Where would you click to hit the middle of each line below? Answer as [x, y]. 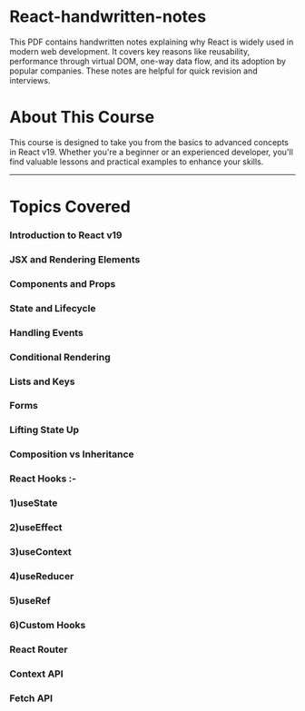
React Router [39, 649]
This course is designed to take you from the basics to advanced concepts [149, 142]
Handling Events [46, 332]
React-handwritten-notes [108, 17]
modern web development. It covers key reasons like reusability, [130, 51]
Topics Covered [70, 207]
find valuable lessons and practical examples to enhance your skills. [137, 162]
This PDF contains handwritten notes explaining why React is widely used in [152, 42]
